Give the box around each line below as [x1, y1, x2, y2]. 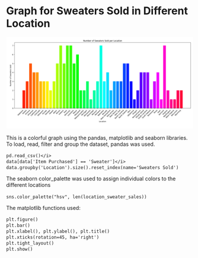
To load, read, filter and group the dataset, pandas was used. [6, 141, 155, 148]
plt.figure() [6, 216, 39, 223]
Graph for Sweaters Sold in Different [6, 4, 189, 18]
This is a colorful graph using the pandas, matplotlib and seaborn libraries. [6, 135, 188, 142]
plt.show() [6, 246, 33, 253]
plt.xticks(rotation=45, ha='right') [6, 234, 100, 241]
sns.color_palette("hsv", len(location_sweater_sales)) [6, 194, 147, 200]
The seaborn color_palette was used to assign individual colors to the [6, 175, 176, 182]
